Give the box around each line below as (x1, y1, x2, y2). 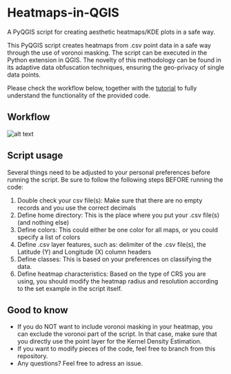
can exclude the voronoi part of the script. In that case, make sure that (17, 330, 217, 338)
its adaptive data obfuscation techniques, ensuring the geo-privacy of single (7, 63, 225, 71)
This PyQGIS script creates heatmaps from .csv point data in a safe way (7, 41, 212, 49)
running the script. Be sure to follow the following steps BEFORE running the (7, 175, 223, 184)
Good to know (7, 304, 68, 316)
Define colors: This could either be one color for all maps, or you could (17, 225, 219, 234)
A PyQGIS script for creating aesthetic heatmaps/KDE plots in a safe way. (7, 28, 216, 36)
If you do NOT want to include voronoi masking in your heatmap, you (17, 323, 213, 331)
